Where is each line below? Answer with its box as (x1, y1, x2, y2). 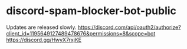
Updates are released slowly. (6, 24, 77, 31)
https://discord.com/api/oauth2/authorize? (77, 24, 181, 31)
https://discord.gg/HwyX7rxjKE (6, 36, 81, 43)
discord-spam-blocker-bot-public (6, 4, 177, 18)
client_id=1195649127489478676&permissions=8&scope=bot (6, 30, 156, 37)
